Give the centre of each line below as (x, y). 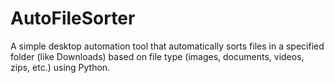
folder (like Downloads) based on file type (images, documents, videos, (157, 56)
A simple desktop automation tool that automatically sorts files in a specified (167, 46)
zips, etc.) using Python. (60, 67)
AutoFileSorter (73, 18)
